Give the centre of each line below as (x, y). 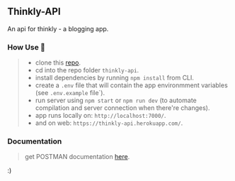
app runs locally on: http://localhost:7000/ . (101, 116)
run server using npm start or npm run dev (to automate (116, 100)
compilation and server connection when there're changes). (122, 108)
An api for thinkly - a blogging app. (58, 28)
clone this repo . (58, 62)
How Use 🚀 (27, 47)
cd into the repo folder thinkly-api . (87, 70)
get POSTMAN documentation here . (77, 157)
